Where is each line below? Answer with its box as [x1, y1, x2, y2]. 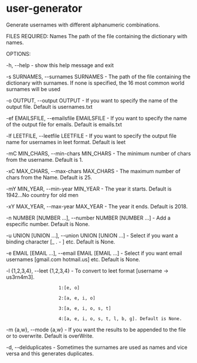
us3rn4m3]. [6, 273, 35, 281]
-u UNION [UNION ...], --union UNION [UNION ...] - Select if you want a [6, 232, 178, 239]
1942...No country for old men [6, 191, 79, 198]
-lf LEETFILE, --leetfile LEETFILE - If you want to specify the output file [6, 132, 177, 139]
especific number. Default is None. [6, 220, 90, 228]
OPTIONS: [6, 50, 31, 57]
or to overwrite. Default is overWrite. [6, 332, 94, 339]
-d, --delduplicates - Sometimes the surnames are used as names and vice [6, 344, 188, 351]
